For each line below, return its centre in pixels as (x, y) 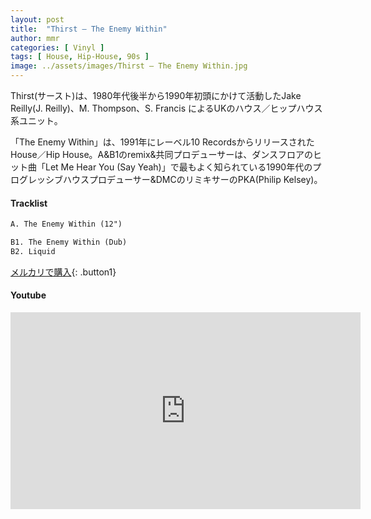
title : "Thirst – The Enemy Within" (89, 29)
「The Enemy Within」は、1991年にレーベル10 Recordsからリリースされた (162, 142)
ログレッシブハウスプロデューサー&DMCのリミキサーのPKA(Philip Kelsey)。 (166, 179)
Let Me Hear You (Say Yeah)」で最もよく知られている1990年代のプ (183, 167)
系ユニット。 (36, 120)
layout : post (37, 19)
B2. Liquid (33, 251)
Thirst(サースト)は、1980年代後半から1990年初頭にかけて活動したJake (156, 95)
